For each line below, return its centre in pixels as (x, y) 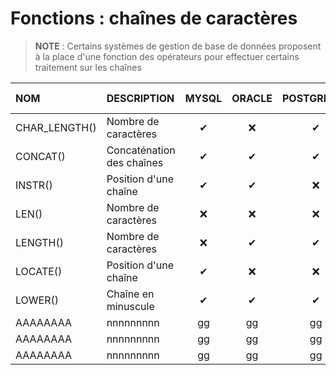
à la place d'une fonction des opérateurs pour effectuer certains (167, 56)
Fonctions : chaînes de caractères (154, 18)
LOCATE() (39, 271)
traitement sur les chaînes (88, 67)
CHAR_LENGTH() (56, 127)
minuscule (130, 306)
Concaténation (141, 150)
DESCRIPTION (140, 98)
